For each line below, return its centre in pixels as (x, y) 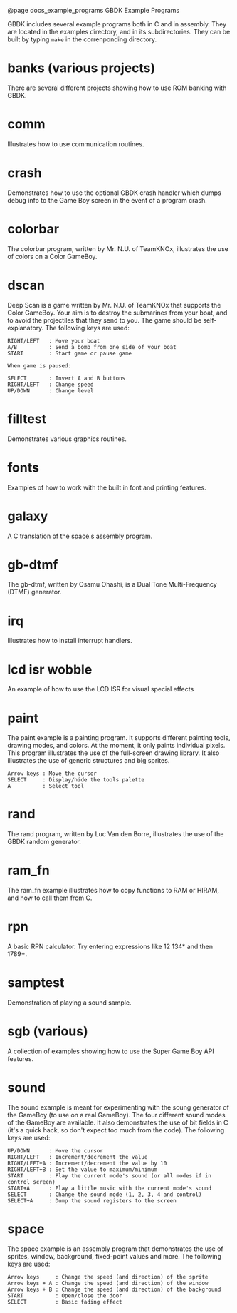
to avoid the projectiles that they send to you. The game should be (105, 320)
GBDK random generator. (44, 842)
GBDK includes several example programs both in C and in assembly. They (117, 24)
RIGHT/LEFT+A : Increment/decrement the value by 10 (87, 1163)
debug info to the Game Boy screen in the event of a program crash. (107, 200)
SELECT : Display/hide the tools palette (76, 780)
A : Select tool (46, 786)
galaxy (28, 516)
